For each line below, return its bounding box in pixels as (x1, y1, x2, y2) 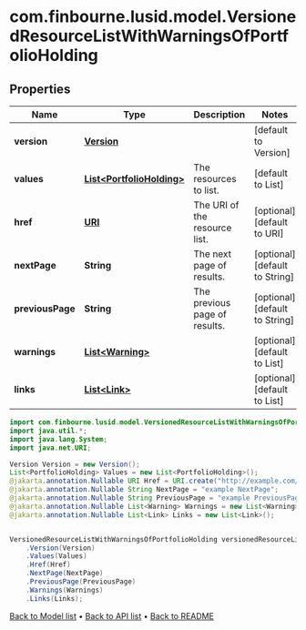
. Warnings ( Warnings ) (25, 585, 104, 594)
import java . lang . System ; (9, 434, 107, 443)
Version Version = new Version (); (9, 460, 141, 469)
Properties (9, 81, 71, 97)
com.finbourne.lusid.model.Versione (9, 6, 297, 27)
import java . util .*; (9, 426, 88, 435)
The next (193, 248, 232, 260)
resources (193, 173, 237, 185)
